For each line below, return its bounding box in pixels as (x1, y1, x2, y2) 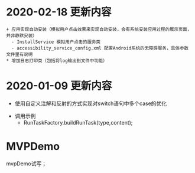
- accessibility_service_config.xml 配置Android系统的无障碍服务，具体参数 (11, 45, 189, 51)
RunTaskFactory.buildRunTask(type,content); (23, 119, 133, 126)
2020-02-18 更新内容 (6, 5, 112, 19)
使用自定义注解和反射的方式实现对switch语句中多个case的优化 (14, 100, 167, 107)
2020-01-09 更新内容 (6, 79, 112, 93)
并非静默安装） (6, 32, 37, 38)
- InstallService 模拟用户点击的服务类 (11, 39, 100, 45)
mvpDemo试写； (6, 160, 47, 167)
